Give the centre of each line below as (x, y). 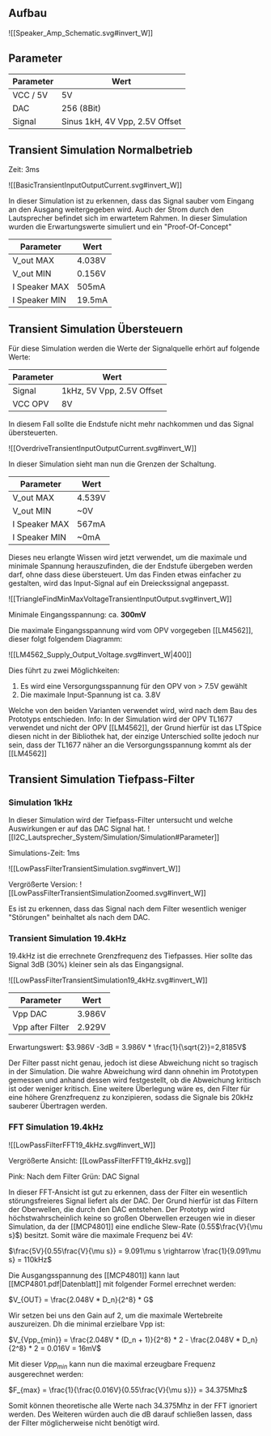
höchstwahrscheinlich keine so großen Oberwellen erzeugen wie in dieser (132, 1218)
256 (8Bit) (81, 108)
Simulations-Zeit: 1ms (44, 853)
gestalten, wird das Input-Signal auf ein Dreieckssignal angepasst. (119, 583)
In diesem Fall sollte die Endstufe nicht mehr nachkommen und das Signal (131, 424)
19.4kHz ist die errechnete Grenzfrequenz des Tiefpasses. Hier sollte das (131, 956)
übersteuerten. (33, 432)
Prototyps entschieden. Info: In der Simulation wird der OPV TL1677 (121, 719)
